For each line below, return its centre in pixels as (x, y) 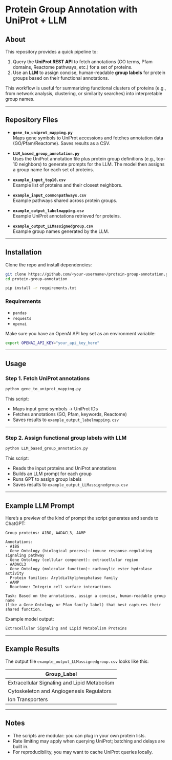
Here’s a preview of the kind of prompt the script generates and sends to (82, 518)
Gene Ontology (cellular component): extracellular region (74, 560)
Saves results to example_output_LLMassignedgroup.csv (70, 485)
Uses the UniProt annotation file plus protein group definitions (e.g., (84, 158)
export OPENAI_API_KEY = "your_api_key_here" (52, 343)
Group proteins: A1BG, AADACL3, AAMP (46, 533)
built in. (20, 746)
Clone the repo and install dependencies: (49, 265)
